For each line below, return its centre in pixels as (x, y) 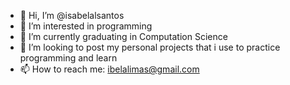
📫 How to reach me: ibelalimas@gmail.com (109, 69)
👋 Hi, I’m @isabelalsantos (72, 15)
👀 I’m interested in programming (86, 26)
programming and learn (68, 58)
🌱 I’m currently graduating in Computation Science (123, 36)
